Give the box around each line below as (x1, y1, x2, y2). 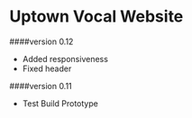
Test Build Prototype (22, 97, 99, 109)
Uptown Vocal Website (9, 6, 184, 27)
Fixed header (22, 63, 72, 74)
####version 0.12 (9, 36, 74, 47)
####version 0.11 (9, 80, 72, 91)
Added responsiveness (22, 53, 108, 64)
